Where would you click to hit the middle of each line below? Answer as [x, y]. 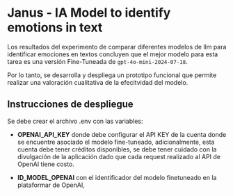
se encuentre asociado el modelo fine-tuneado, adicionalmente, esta [116, 142]
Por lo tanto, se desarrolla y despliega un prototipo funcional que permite [112, 75]
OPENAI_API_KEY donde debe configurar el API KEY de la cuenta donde [122, 134]
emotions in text [55, 27]
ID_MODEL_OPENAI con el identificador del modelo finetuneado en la [117, 177]
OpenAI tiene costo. [46, 164]
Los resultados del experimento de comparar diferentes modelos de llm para [117, 47]
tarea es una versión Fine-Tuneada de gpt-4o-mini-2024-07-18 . [97, 61]
